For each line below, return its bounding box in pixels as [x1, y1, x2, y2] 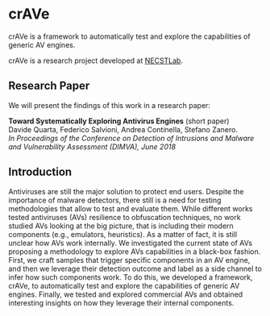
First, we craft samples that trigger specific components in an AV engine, [8, 255, 251, 264]
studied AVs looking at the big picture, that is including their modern [8, 221, 234, 231]
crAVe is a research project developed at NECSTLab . [8, 56, 184, 65]
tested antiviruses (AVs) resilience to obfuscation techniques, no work [8, 212, 241, 222]
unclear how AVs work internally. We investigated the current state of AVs [8, 238, 252, 247]
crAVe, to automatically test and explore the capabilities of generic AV [8, 281, 240, 290]
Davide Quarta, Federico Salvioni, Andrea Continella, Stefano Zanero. [8, 124, 238, 134]
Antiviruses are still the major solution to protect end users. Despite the [8, 186, 244, 196]
